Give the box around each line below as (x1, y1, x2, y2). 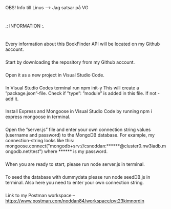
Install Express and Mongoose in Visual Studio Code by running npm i (5, 108, 152, 115)
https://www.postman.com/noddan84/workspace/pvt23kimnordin (5, 198, 145, 204)
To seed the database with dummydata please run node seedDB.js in (5, 174, 151, 180)
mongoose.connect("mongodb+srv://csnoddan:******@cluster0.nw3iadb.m (5, 143, 166, 149)
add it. (5, 96, 19, 102)
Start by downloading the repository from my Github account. (5, 59, 135, 65)
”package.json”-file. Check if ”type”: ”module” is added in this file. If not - (5, 90, 160, 96)
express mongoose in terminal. (5, 113, 71, 120)
